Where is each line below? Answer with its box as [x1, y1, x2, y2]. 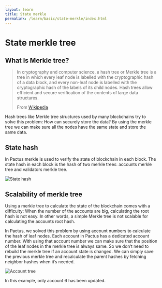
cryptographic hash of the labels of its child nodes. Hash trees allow [16, 85, 153, 90]
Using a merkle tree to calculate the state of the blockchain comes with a [5, 203, 150, 209]
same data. [5, 129, 28, 135]
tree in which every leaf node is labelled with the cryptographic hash [16, 74, 154, 80]
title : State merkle [5, 12, 47, 17]
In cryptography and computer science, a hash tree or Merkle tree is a [16, 69, 157, 75]
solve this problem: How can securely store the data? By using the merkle [5, 119, 152, 125]
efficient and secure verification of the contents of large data [16, 90, 139, 96]
